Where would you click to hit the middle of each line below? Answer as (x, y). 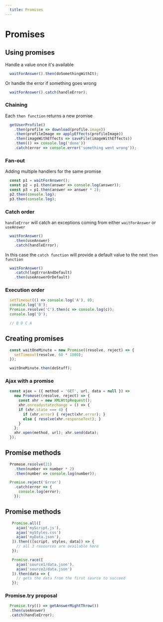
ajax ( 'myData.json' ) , (39, 537)
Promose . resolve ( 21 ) (31, 464)
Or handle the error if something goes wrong (51, 83)
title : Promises (26, 10)
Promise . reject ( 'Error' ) (35, 483)
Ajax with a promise (30, 381)
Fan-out (15, 160)
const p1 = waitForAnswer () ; (40, 181)
